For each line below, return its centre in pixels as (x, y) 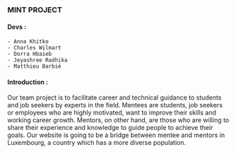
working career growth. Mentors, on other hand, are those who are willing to (118, 120)
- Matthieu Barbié (34, 66)
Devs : (17, 27)
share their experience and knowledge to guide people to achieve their (110, 128)
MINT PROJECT (35, 10)
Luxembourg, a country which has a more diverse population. (97, 143)
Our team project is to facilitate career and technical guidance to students (114, 97)
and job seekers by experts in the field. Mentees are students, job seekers (115, 105)
